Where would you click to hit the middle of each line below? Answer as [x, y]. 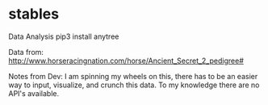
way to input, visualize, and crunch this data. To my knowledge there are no [134, 85]
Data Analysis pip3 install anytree [64, 36]
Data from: [26, 52]
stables [33, 14]
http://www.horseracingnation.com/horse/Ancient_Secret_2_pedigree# [126, 61]
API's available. [34, 93]
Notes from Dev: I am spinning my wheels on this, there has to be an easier [133, 76]
